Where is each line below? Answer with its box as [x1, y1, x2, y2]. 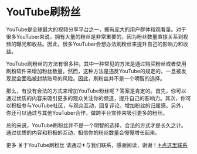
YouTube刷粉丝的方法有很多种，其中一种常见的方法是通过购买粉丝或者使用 [6, 60, 186, 67]
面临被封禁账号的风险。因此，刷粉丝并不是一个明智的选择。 [21, 74, 165, 82]
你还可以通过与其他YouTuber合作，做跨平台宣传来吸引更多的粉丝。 [6, 109, 168, 116]
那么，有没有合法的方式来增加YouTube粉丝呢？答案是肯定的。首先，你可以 [6, 87, 186, 94]
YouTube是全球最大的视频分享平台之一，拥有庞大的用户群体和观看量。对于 [6, 26, 186, 33]
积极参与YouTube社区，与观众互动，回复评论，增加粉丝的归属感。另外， [11, 102, 186, 109]
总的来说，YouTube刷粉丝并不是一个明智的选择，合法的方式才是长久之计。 [6, 121, 186, 129]
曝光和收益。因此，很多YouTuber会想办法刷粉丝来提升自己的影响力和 [16, 40, 184, 47]
